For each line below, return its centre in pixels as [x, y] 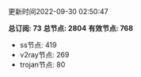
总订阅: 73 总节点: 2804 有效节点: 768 [70, 28]
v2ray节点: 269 [44, 55]
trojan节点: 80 [42, 64]
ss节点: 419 [38, 45]
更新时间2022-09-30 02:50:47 [58, 11]
